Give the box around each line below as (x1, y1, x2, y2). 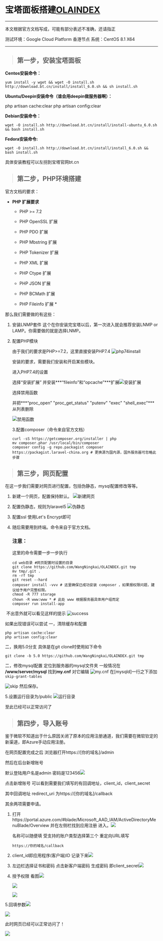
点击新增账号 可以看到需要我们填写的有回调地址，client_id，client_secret (5, 780, 150, 786)
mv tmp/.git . (12, 569, 41, 574)
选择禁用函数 (12, 389, 38, 396)
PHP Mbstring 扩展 (19, 239, 57, 245)
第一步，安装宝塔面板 (16, 56, 81, 65)
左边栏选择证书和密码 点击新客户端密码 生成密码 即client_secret (12, 863, 139, 869)
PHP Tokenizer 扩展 (19, 249, 59, 255)
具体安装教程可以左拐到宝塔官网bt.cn (5, 159, 79, 165)
